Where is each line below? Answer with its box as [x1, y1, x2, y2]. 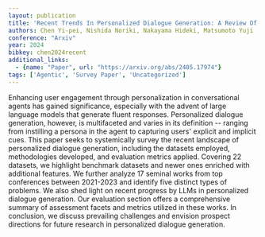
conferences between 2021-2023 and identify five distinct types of [8, 177, 228, 187]
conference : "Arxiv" [8, 33, 77, 42]
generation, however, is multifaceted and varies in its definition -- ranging [8, 118, 248, 127]
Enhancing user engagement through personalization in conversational [8, 92, 240, 102]
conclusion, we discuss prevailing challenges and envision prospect [8, 211, 231, 220]
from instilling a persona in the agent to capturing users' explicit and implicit [8, 126, 256, 136]
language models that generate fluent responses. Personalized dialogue [8, 109, 244, 119]
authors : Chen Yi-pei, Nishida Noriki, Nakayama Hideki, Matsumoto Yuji [8, 26, 254, 34]
